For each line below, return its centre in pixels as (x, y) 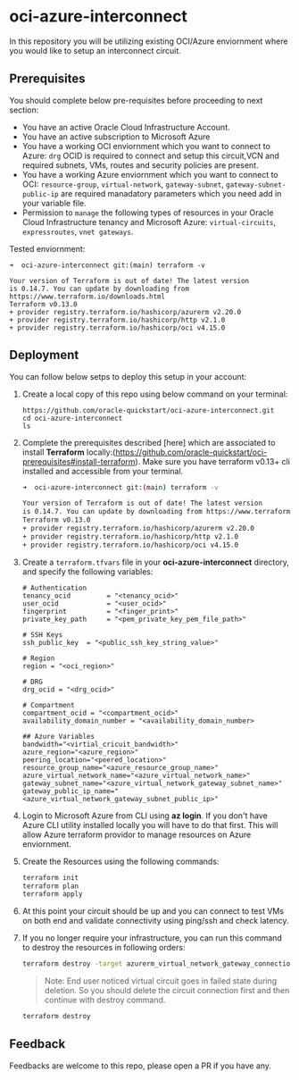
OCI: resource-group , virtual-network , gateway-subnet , (123, 184)
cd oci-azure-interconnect (72, 418)
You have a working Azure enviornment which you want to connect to (150, 174)
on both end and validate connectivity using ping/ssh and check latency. (155, 921)
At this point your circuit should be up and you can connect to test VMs (153, 911)
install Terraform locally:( (69, 452)
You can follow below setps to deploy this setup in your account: (128, 376)
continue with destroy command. (105, 1000)
